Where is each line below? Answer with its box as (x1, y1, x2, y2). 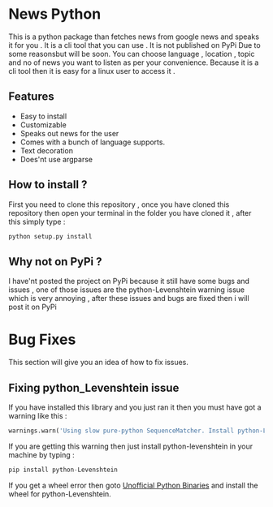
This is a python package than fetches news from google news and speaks (8, 32, 260, 41)
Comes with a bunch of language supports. (19, 137, 165, 147)
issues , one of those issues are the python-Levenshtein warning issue (8, 285, 245, 294)
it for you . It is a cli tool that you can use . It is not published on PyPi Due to (8, 40, 262, 49)
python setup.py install (8, 232, 93, 240)
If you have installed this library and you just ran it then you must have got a (8, 402, 262, 412)
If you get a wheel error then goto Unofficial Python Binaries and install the (8, 480, 258, 490)
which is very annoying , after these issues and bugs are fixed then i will (8, 294, 249, 303)
